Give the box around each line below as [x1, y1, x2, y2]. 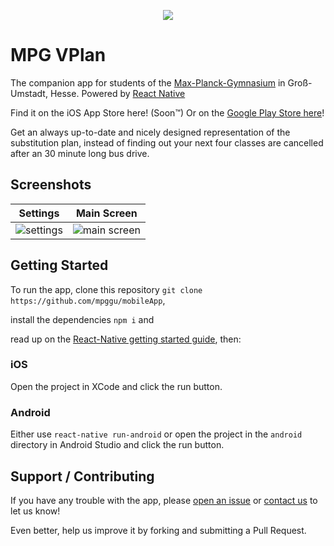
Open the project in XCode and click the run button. [10, 380, 223, 392]
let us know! [10, 505, 61, 517]
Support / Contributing [10, 468, 155, 485]
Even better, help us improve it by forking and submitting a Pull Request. [10, 524, 307, 536]
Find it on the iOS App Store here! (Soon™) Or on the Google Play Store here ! [10, 106, 325, 119]
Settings [18, 206, 60, 220]
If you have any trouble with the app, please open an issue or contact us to [10, 494, 318, 506]
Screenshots [10, 176, 92, 194]
